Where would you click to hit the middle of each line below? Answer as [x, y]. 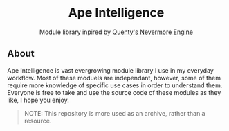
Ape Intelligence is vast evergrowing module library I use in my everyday [111, 70]
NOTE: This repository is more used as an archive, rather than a [114, 113]
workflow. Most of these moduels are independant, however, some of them [114, 78]
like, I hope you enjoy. [38, 100]
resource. [38, 121]
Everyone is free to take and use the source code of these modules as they [114, 92]
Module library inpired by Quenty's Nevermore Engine [116, 32]
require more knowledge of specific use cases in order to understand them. [115, 85]
